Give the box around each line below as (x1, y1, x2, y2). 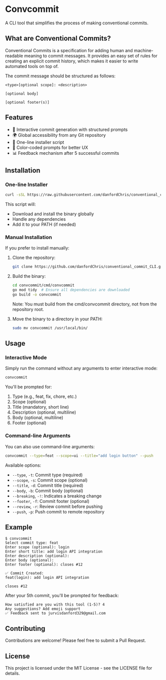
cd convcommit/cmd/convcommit (12, 283, 75, 288)
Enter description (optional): (5, 554, 70, 558)
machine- (134, 47, 154, 53)
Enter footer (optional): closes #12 (5, 562, 83, 567)
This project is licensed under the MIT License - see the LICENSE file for (5, 665, 152, 671)
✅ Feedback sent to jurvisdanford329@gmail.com (5, 611, 106, 616)
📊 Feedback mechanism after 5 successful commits (12, 150, 120, 156)
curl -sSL (5, 192, 26, 197)
